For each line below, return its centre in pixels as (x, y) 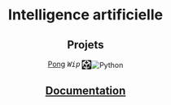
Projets (85, 45)
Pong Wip (64, 64)
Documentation (85, 90)
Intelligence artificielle (85, 15)
